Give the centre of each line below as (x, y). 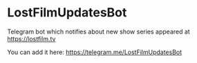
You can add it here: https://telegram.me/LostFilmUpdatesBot (95, 52)
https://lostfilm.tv (31, 38)
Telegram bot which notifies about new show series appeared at (98, 32)
